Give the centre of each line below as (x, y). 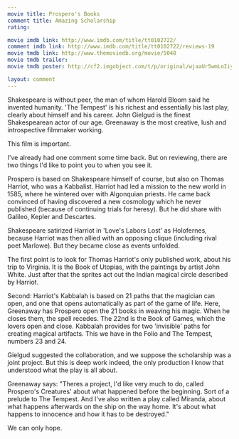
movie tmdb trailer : (38, 60)
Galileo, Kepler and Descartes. (52, 216)
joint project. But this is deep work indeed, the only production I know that (116, 362)
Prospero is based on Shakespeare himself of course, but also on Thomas (116, 179)
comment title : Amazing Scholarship (62, 21)
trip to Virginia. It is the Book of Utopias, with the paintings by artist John (114, 267)
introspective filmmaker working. (55, 129)
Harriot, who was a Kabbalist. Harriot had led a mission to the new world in (117, 186)
